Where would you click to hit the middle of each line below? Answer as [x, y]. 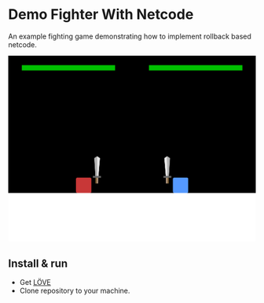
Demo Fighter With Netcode [101, 15]
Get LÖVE [35, 283]
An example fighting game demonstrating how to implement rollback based [130, 36]
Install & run [38, 263]
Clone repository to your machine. [75, 291]
